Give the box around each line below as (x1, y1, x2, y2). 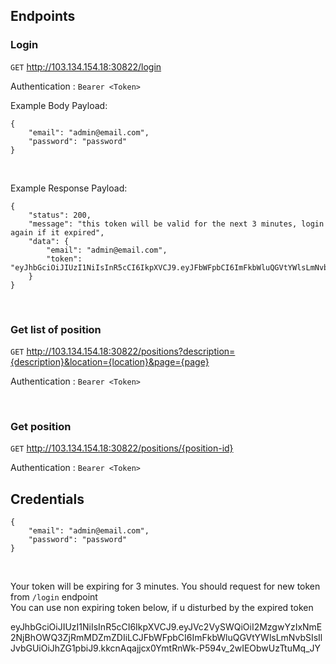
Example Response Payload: (10, 182, 128, 194)
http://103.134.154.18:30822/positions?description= (26, 345, 236, 357)
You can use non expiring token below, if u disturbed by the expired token (10, 602, 314, 614)
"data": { (28, 236, 70, 246)
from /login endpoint (10, 591, 98, 603)
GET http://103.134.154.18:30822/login (10, 60, 162, 73)
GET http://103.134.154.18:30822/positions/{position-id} (10, 442, 234, 454)
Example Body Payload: (10, 99, 108, 111)
